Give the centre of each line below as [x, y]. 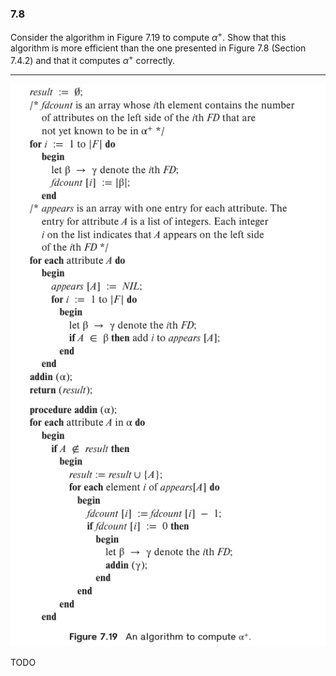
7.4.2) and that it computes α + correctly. [92, 59]
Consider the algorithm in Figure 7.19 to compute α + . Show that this [148, 36]
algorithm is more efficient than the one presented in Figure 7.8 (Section [158, 48]
